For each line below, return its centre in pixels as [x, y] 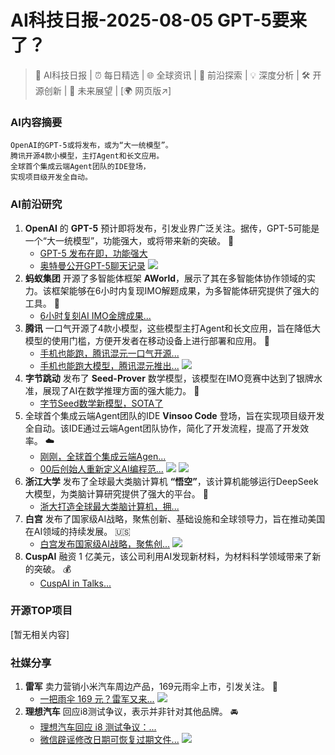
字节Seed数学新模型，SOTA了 [101, 403]
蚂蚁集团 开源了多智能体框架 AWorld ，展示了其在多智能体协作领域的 [166, 278]
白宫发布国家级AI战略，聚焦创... [105, 543]
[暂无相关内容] [40, 634]
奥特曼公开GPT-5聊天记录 [92, 265]
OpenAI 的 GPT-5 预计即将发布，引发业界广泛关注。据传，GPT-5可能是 [172, 228]
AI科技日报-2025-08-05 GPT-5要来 [158, 20]
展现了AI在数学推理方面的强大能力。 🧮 [121, 390]
